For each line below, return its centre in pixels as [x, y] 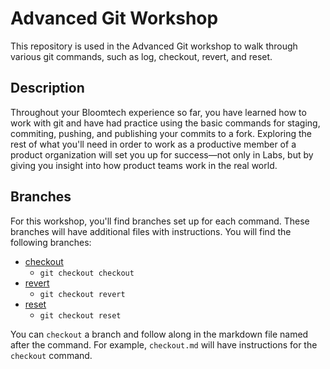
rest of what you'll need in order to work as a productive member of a [153, 144]
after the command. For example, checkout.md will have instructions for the [164, 344]
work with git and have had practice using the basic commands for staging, [165, 123]
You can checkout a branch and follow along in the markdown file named [159, 334]
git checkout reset [80, 315]
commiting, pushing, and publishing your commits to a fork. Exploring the [161, 133]
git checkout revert [82, 294]
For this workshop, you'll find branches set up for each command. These [160, 221]
